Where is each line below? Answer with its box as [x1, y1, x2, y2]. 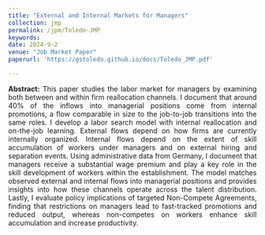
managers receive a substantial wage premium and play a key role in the [8, 159, 257, 169]
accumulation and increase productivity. [8, 218, 139, 227]
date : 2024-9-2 [8, 41, 58, 49]
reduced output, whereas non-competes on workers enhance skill [8, 210, 257, 219]
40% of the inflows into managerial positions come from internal [8, 100, 257, 110]
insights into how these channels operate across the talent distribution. [8, 185, 257, 194]
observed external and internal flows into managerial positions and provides [8, 176, 257, 185]
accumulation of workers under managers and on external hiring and [8, 143, 257, 152]
